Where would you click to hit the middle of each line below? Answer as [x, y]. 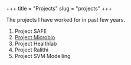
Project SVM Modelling [42, 56]
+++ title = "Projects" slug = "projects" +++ [59, 8]
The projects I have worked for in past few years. [66, 20]
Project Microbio [35, 37]
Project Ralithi [32, 50]
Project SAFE [31, 31]
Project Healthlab [36, 44]
